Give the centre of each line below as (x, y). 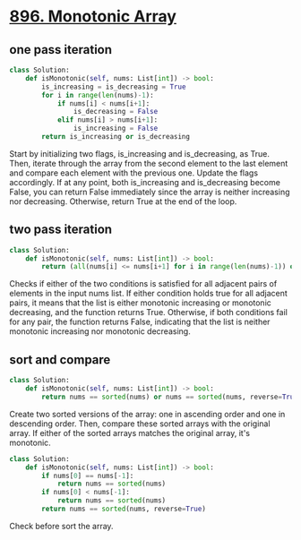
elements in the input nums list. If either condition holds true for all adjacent (149, 294)
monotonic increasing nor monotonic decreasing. (100, 331)
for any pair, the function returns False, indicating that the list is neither (140, 322)
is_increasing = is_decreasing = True (114, 87)
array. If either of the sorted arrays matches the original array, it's (130, 433)
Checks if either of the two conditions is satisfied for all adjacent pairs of (143, 284)
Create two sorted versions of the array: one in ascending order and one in (147, 414)
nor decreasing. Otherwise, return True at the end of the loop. (123, 201)
